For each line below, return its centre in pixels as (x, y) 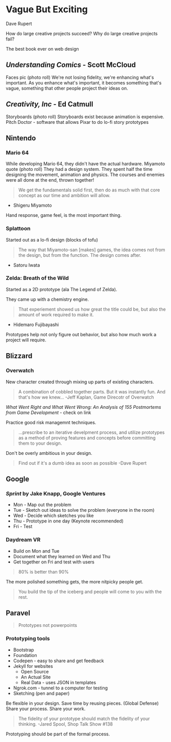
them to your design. (40, 443)
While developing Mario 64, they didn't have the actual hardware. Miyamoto (86, 164)
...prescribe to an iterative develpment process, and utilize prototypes (91, 432)
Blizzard (19, 356)
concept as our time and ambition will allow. (64, 195)
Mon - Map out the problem (42, 505)
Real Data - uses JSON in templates (58, 682)
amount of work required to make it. (56, 314)
